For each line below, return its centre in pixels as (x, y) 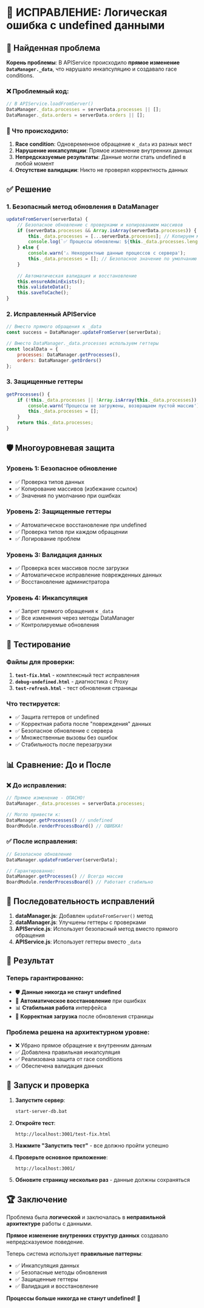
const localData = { (32, 349)
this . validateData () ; (44, 287)
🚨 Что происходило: (37, 130)
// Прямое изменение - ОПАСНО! (46, 798)
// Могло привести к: (34, 814)
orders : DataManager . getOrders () (59, 360)
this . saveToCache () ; (43, 293)
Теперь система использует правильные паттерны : (74, 1254)
